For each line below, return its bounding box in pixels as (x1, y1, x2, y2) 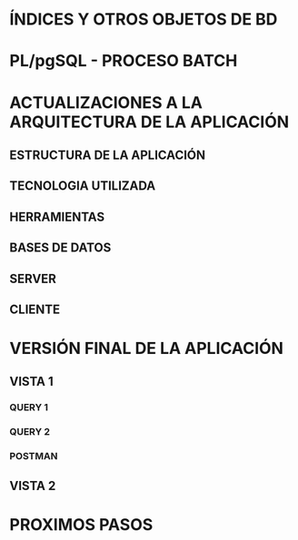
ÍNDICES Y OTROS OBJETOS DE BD (9, 9, 278, 30)
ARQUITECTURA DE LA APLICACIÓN (9, 112, 290, 132)
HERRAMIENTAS (9, 209, 105, 224)
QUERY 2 (9, 426, 51, 438)
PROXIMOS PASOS (9, 514, 154, 535)
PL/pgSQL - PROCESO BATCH (9, 51, 238, 72)
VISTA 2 (9, 477, 56, 494)
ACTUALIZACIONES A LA (9, 92, 203, 113)
